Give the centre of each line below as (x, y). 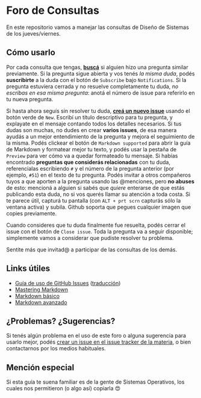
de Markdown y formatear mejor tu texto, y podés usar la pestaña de (91, 149)
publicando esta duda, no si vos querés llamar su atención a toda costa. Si (98, 194)
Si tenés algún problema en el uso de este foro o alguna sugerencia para (96, 336)
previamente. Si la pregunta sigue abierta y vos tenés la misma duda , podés (100, 74)
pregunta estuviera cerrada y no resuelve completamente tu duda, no (92, 86)
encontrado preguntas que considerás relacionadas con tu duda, (88, 162)
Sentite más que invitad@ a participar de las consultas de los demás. (92, 249)
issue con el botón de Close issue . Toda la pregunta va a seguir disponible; (100, 231)
